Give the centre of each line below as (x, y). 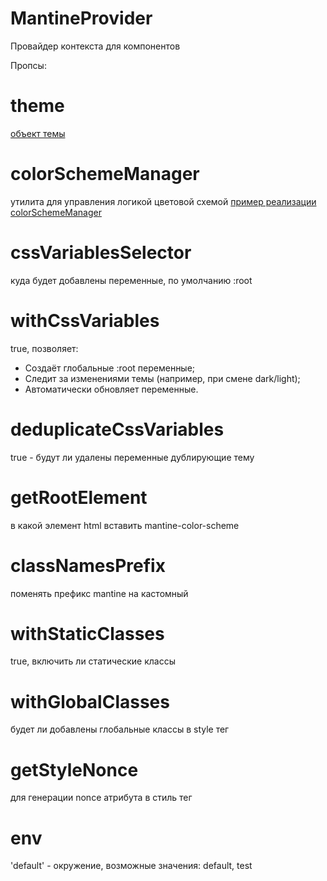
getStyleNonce (74, 769)
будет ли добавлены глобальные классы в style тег (120, 729)
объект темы (38, 133)
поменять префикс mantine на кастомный (99, 593)
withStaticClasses (87, 633)
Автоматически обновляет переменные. (111, 389)
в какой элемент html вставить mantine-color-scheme (125, 525)
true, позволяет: (44, 348)
